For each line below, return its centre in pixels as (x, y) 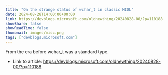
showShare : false (23, 24)
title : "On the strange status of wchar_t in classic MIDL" (70, 10)
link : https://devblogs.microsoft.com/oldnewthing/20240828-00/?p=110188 (84, 19)
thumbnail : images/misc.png (35, 33)
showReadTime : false (27, 28)
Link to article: (27, 61)
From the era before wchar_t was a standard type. (57, 52)
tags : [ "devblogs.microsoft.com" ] (41, 38)
